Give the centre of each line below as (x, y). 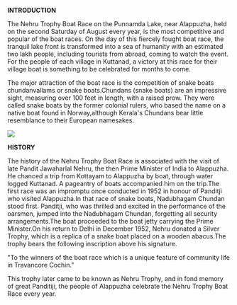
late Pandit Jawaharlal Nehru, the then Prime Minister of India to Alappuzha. (118, 168)
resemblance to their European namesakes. (71, 120)
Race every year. (32, 294)
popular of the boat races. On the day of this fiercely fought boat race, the (116, 39)
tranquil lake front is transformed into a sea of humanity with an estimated (115, 46)
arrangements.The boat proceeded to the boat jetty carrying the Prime (111, 221)
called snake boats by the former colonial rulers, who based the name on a (116, 105)
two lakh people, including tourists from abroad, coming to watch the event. (118, 54)
